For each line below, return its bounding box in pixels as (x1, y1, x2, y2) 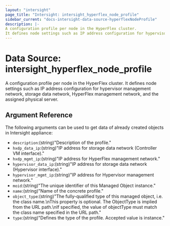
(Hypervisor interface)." (12, 166, 62, 172)
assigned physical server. (5, 96, 59, 102)
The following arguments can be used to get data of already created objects (5, 124, 164, 130)
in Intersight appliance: (5, 129, 53, 135)
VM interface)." (12, 150, 45, 156)
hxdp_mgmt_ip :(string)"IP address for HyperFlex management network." (12, 155, 160, 162)
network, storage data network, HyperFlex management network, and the (5, 91, 159, 97)
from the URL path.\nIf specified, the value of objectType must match (12, 204, 157, 210)
